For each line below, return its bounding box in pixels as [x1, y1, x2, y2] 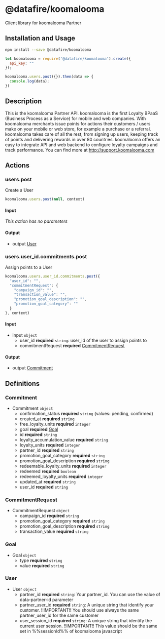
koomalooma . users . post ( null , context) [5, 197, 85, 202]
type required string [19, 557, 63, 563]
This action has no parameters [5, 218, 68, 224]
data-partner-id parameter [19, 597, 74, 602]
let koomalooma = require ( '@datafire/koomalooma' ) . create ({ [5, 56, 132, 61]
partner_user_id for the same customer [19, 612, 99, 618]
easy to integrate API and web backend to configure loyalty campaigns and [5, 142, 158, 148]
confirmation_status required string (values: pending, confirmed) [19, 410, 154, 416]
